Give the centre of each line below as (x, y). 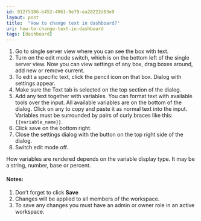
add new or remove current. (50, 70)
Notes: (15, 179)
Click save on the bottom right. (53, 128)
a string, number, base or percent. (49, 166)
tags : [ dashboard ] (29, 34)
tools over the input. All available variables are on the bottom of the (98, 102)
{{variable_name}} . (39, 122)
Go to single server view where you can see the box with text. (92, 51)
